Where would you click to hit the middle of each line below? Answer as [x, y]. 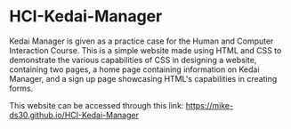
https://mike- [210, 105]
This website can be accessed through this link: [97, 105]
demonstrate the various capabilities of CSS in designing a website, [133, 60]
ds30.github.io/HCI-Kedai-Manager [74, 115]
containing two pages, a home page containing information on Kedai [134, 69]
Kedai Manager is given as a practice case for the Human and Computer [141, 41]
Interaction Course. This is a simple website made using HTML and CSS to [145, 50]
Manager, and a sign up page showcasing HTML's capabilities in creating [143, 78]
